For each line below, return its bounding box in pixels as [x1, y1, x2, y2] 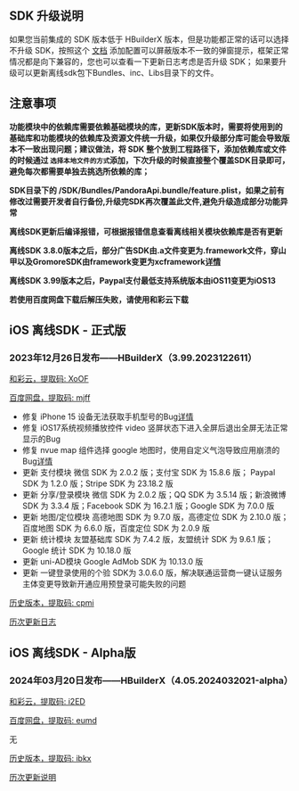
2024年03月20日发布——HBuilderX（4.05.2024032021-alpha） [9, 674, 294, 687]
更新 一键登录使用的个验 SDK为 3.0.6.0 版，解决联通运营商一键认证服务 [21, 567, 283, 578]
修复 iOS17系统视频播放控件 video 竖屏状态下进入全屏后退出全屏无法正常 [21, 423, 288, 433]
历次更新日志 [9, 616, 56, 627]
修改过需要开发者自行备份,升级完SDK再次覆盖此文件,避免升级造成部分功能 [9, 195, 280, 207]
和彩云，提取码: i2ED [9, 696, 86, 706]
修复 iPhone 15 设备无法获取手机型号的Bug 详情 [21, 411, 194, 422]
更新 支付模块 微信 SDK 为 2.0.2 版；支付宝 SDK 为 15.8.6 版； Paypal [21, 467, 276, 478]
